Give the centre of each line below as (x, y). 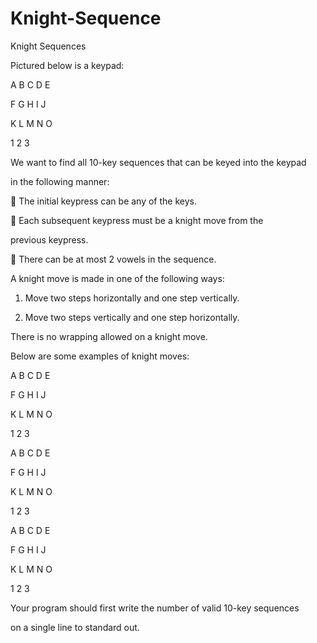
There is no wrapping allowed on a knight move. (109, 336)
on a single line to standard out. (75, 627)
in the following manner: (60, 181)
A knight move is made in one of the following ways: (117, 278)
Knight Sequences (48, 46)
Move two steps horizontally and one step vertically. (132, 298)
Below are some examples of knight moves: (100, 356)
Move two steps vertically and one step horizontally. (132, 317)
